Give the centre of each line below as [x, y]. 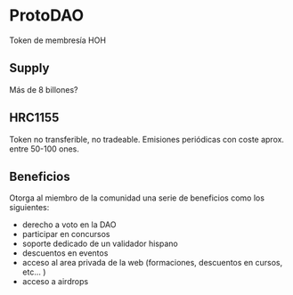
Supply [29, 68]
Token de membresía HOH [58, 40]
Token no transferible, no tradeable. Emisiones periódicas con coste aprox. [147, 139]
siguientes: [29, 208]
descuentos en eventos [65, 253]
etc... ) [34, 272]
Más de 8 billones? [44, 89]
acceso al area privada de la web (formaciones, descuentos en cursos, [152, 263]
